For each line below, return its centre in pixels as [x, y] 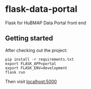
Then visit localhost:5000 [31, 81]
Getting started [29, 38]
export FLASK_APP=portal [31, 64]
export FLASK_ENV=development [36, 68]
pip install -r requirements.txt [40, 59]
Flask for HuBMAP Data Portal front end [46, 23]
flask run [15, 72]
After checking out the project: [36, 50]
